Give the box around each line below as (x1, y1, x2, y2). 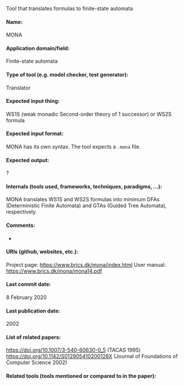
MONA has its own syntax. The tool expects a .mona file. (6, 143, 141, 150)
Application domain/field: (6, 44, 70, 51)
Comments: (6, 222, 36, 229)
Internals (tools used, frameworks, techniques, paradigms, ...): (6, 183, 162, 190)
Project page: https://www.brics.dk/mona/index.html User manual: (6, 261, 166, 268)
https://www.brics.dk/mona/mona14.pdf (6, 267, 103, 274)
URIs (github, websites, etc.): (6, 248, 79, 255)
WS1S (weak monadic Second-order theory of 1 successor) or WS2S (6, 111, 172, 118)
